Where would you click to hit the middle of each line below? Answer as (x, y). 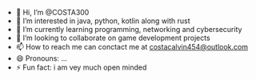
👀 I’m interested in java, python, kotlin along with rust (103, 21)
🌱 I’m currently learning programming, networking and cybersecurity (129, 29)
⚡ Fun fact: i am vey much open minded (81, 67)
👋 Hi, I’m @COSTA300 (52, 12)
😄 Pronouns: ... (42, 58)
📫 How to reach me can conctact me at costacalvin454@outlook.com (132, 47)
